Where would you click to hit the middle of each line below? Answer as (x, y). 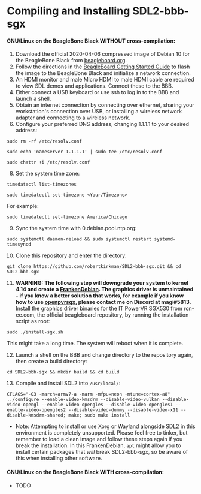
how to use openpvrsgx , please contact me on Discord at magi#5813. (103, 302)
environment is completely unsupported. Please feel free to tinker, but (101, 433)
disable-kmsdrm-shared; (36, 415)
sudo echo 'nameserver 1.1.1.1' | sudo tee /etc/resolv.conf (85, 152)
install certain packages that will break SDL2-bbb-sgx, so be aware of (102, 452)
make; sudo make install (99, 415)
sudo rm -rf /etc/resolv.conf (45, 141)
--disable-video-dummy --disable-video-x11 (124, 410)
